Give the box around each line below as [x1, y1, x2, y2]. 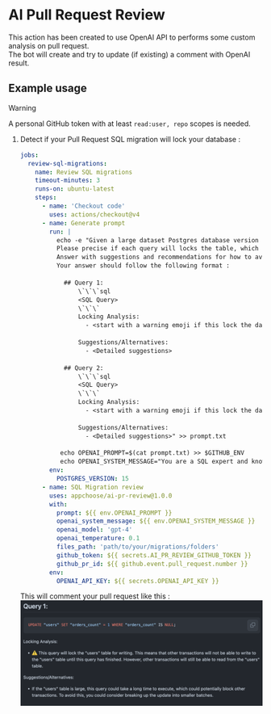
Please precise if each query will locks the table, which [56, 245, 260, 253]
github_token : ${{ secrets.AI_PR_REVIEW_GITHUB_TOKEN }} [56, 551, 252, 559]
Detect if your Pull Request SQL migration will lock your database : [19, 134, 240, 144]
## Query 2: [63, 363, 104, 372]
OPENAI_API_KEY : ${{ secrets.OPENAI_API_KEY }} [56, 577, 219, 585]
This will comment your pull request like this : [19, 591, 171, 601]
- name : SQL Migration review [41, 483, 144, 491]
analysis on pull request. [8, 40, 90, 50]
